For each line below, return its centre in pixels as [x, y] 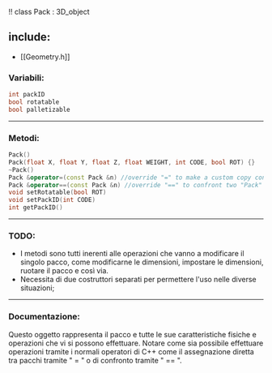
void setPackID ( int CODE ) [52, 200]
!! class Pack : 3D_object [49, 12]
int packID [27, 95]
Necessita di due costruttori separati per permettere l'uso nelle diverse [138, 280]
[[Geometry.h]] [45, 57]
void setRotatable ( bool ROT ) [57, 193]
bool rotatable [34, 102]
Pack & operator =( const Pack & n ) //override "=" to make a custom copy [130, 178]
